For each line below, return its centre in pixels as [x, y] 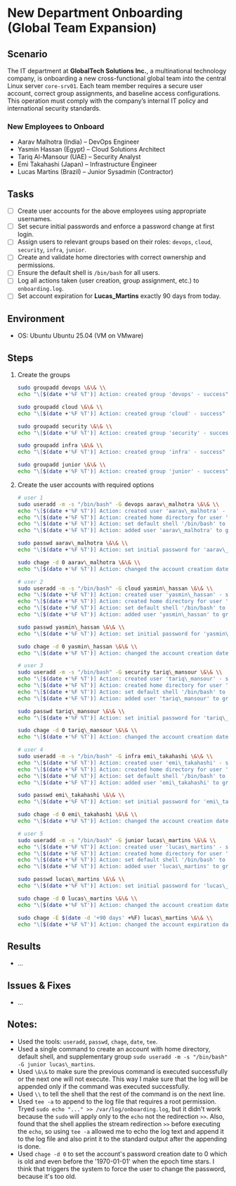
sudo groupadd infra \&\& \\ [60, 445]
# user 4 [30, 750]
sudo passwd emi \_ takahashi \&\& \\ [71, 795]
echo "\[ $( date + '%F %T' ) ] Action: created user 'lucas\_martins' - [120, 847]
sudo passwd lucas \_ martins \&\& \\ [71, 879]
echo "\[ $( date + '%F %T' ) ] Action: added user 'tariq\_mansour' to [118, 698]
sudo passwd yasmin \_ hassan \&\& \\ [71, 627]
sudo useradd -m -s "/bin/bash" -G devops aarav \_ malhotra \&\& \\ [118, 504]
